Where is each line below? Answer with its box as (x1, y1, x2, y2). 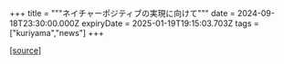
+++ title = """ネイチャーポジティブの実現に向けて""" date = (9, 8, 236, 18)
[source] (9, 45, 42, 56)
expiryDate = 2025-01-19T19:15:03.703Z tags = (81, 18, 260, 29)
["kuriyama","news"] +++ (9, 28, 105, 38)
